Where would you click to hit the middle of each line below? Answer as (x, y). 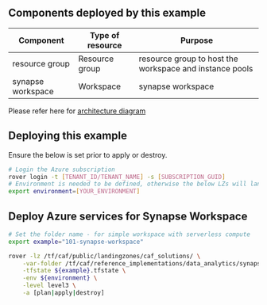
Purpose (197, 40)
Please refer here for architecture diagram (77, 111)
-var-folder (42, 263)
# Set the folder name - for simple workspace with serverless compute (129, 234)
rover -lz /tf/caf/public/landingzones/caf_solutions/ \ (104, 256)
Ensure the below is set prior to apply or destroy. (88, 154)
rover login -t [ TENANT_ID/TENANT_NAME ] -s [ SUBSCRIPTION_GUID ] (117, 177)
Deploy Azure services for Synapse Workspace (128, 216)
